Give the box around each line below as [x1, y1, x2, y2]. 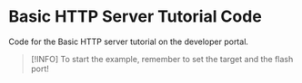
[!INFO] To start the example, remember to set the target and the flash [30, 53, 294, 64]
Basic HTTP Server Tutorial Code [8, 6, 263, 27]
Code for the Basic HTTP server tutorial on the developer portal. [8, 36, 249, 47]
